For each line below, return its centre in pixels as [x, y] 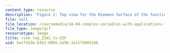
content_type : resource [30, 10]
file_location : [21, 24]
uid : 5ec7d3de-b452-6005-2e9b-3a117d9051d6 [52, 43]
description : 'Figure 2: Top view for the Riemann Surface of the [77, 15]
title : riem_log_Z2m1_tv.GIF [36, 38]
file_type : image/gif [28, 29]
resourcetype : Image [27, 33]
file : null [17, 19]
